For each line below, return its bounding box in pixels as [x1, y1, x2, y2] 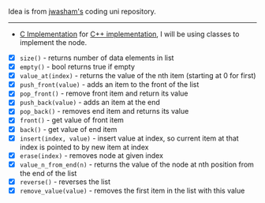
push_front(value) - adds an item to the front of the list [19, 80, 200, 89]
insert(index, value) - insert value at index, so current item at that [19, 133, 239, 143]
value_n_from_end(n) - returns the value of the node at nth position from [19, 160, 255, 169]
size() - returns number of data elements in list [19, 53, 174, 62]
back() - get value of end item [19, 124, 118, 133]
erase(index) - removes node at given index [19, 150, 164, 160]
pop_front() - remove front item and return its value [19, 88, 188, 98]
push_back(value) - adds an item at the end [19, 98, 160, 107]
